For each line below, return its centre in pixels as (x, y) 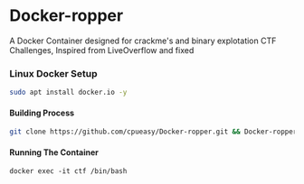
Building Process (42, 113)
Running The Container (54, 152)
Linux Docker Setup (53, 73)
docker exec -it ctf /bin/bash (68, 171)
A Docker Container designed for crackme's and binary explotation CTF (143, 41)
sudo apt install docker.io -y (68, 92)
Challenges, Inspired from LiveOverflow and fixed (102, 50)
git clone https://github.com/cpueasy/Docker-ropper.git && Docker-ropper (153, 132)
